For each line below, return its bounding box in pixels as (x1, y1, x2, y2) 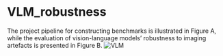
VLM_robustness (7, 4, 107, 20)
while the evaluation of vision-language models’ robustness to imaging (7, 33, 207, 42)
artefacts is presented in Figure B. (7, 41, 103, 49)
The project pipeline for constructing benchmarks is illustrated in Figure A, (7, 27, 217, 35)
